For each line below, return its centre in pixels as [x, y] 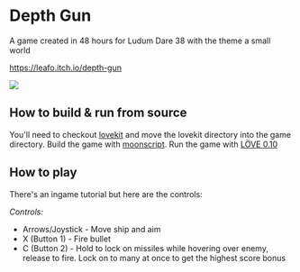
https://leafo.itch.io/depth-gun [65, 68]
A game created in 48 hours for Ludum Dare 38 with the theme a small [140, 41]
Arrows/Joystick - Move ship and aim [91, 229]
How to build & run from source [98, 113]
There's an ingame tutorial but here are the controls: [106, 194]
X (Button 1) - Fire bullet [66, 239]
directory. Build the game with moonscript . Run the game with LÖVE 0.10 [144, 144]
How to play [43, 172]
